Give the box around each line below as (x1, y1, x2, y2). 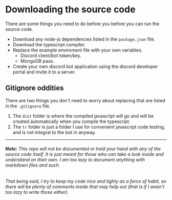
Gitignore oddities (5, 84, 64, 93)
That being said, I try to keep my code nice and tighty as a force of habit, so (5, 178, 166, 184)
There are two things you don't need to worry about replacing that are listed (5, 97, 165, 103)
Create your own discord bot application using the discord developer (12, 63, 158, 69)
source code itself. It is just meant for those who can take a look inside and (5, 151, 164, 157)
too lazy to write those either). (5, 189, 69, 195)
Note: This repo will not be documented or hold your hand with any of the (5, 146, 161, 152)
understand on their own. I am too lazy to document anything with (5, 157, 145, 163)
